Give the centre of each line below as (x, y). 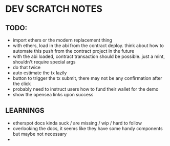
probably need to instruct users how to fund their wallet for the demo (86, 89)
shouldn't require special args (44, 62)
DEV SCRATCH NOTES (54, 9)
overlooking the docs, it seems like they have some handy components (88, 128)
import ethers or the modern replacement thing (62, 40)
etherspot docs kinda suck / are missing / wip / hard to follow (77, 123)
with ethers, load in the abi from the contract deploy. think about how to (88, 46)
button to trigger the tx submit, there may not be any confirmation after (87, 78)
